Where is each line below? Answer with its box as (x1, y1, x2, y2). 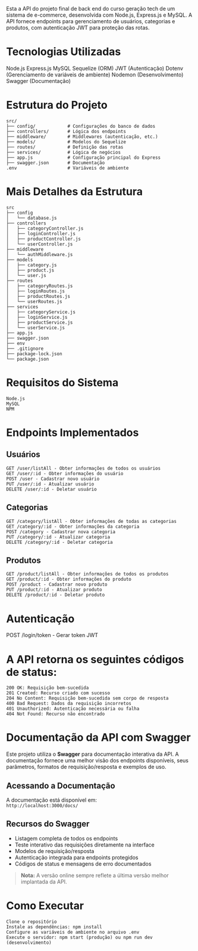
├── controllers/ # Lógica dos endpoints (6, 128, 127, 134)
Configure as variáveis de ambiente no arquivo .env (6, 929, 140, 935)
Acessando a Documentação (6, 780, 115, 790)
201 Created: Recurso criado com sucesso (6, 690, 111, 696)
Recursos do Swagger (6, 819, 90, 829)
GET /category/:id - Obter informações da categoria (6, 524, 140, 530)
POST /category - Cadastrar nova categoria (6, 528, 116, 535)
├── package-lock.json (6, 350, 62, 357)
